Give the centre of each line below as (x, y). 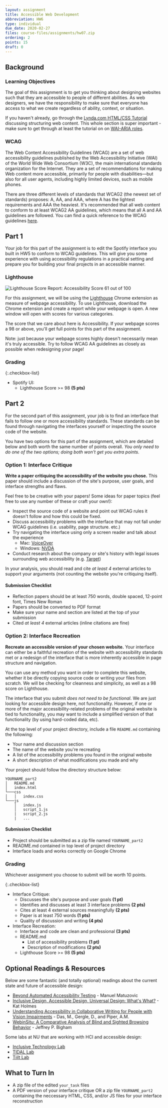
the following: (19, 734)
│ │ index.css (24, 796)
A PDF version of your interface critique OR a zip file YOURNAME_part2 (82, 1090)
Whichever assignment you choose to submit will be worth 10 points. (76, 875)
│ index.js (28, 805)
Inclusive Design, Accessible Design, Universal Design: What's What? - (85, 1000)
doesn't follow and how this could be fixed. (57, 516)
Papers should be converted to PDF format (56, 607)
